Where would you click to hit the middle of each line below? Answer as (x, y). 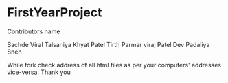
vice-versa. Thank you (39, 72)
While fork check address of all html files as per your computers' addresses (114, 65)
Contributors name (34, 31)
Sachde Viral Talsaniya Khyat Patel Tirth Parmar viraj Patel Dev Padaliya (109, 44)
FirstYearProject (55, 13)
